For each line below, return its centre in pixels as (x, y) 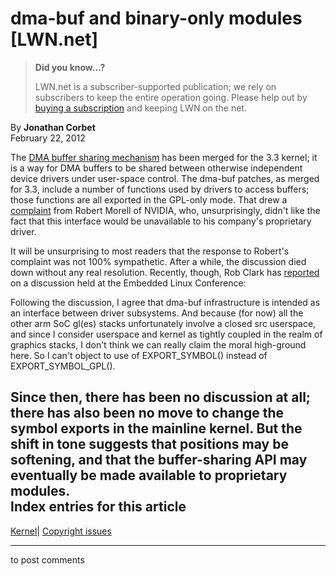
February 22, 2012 (48, 138)
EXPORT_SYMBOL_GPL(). (63, 366)
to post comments (47, 559)
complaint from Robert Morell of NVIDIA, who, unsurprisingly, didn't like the (165, 210)
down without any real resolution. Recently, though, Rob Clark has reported (165, 272)
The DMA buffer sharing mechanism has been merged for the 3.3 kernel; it (164, 157)
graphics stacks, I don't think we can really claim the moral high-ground (158, 344)
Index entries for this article (98, 507)
